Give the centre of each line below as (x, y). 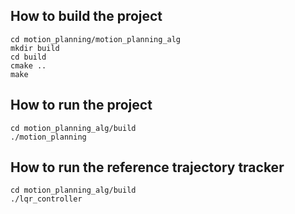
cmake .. (28, 65)
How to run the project (81, 105)
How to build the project (86, 16)
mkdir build (35, 48)
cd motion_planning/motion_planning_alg (96, 39)
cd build (28, 57)
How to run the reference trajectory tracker (147, 167)
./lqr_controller (46, 199)
